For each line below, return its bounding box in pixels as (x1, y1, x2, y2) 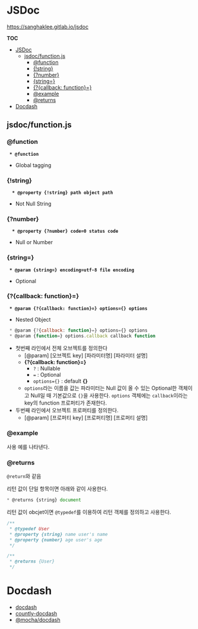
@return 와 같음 (7, 473, 41, 480)
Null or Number (15, 239, 53, 246)
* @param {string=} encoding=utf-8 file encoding (9, 267, 135, 273)
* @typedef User (9, 525, 50, 532)
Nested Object (15, 316, 51, 323)
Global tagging (15, 161, 52, 169)
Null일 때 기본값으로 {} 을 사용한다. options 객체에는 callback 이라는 (30, 391, 189, 399)
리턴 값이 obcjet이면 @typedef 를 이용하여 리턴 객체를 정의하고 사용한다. (7, 509, 171, 516)
